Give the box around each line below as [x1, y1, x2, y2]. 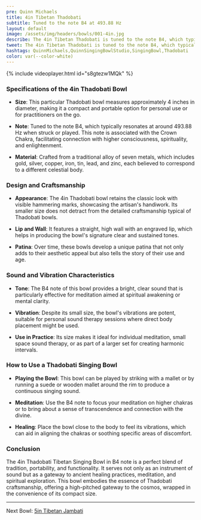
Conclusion [6, 445, 41, 453]
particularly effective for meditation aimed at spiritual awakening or [14, 291, 181, 298]
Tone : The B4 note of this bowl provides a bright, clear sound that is [14, 285, 184, 292]
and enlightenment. [14, 141, 63, 149]
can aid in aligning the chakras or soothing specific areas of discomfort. [14, 430, 193, 437]
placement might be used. [14, 322, 80, 329]
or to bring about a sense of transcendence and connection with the [14, 405, 184, 412]
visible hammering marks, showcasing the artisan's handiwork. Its [14, 201, 178, 208]
